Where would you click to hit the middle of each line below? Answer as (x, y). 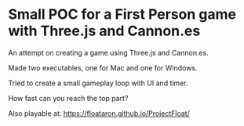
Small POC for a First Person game (122, 14)
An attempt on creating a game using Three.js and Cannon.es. (109, 52)
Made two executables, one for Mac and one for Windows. (103, 67)
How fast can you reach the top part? (68, 98)
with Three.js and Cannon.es (104, 31)
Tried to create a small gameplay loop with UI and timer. (98, 83)
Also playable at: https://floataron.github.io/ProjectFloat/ (99, 113)
